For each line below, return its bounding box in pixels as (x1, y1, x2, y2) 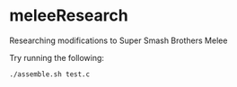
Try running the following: (9, 52, 105, 63)
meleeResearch (9, 5, 128, 26)
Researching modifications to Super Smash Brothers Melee (9, 35, 228, 46)
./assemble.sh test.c (9, 69, 91, 79)
